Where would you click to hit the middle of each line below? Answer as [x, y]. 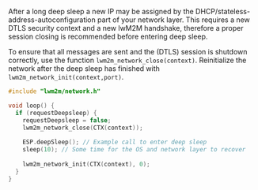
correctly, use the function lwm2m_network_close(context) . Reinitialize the [127, 60]
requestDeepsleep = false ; [67, 120]
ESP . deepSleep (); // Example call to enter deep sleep [115, 142]
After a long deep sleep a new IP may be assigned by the [101, 11]
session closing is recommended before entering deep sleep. [108, 36]
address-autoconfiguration [52, 20]
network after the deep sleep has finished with [84, 69]
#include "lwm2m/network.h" [55, 91]
